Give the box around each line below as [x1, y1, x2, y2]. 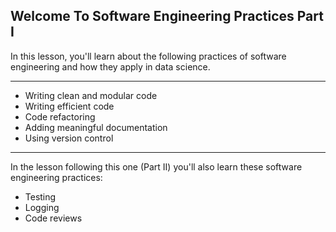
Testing [24, 190, 57, 203]
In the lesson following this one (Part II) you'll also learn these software [10, 160, 303, 173]
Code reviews [24, 212, 83, 224]
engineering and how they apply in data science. [10, 60, 211, 73]
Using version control [24, 132, 114, 144]
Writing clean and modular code [24, 89, 158, 101]
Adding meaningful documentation [24, 121, 168, 133]
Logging [24, 201, 60, 213]
